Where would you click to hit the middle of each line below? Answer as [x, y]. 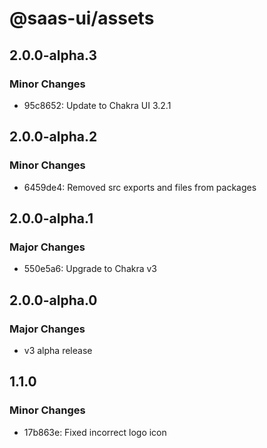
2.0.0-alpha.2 [53, 137]
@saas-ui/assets [82, 18]
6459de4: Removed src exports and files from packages [140, 187]
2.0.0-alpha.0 [53, 300]
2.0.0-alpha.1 [51, 218]
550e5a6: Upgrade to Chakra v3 [90, 269]
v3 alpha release [58, 350]
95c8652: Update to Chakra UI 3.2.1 [97, 105]
